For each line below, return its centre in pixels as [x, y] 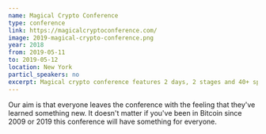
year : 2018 [26, 45]
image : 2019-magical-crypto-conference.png [81, 38]
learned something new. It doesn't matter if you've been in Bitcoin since [125, 113]
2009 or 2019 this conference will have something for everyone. [113, 121]
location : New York [40, 67]
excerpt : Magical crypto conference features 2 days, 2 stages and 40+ [129, 82]
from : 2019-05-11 [37, 52]
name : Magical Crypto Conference [63, 15]
